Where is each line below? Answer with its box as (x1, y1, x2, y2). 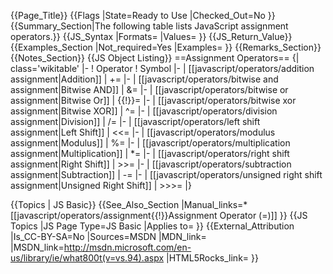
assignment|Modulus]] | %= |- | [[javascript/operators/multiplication (10, 137, 291, 149)
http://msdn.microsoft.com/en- (63, 241, 192, 253)
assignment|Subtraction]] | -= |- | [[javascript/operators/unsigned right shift (10, 169, 323, 180)
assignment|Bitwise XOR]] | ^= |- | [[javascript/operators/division (10, 105, 278, 117)
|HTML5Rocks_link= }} (165, 252, 259, 264)
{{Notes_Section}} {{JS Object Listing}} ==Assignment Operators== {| (10, 52, 300, 64)
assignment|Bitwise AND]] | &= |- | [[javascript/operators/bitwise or (10, 84, 289, 95)
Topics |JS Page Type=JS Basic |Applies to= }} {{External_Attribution (10, 220, 295, 232)
